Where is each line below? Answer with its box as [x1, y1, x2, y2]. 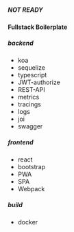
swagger [17, 122, 43, 130]
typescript [17, 70, 47, 79]
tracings [17, 100, 42, 108]
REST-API [17, 85, 45, 93]
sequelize [17, 63, 45, 72]
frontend [8, 138, 34, 146]
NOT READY [8, 6, 43, 14]
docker [17, 217, 38, 226]
